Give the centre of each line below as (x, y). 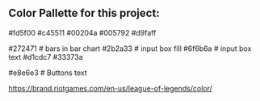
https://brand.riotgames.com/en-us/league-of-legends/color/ (110, 88)
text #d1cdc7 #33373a (46, 57)
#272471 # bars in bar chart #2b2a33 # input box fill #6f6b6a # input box (130, 48)
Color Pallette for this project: (84, 13)
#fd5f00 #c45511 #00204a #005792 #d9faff (82, 32)
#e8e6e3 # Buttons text (48, 73)
